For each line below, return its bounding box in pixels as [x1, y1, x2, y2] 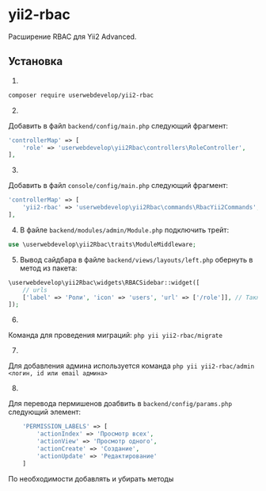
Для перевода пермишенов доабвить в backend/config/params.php [8, 399, 232, 409]
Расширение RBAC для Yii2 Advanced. [8, 32, 137, 41]
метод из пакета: [19, 263, 78, 273]
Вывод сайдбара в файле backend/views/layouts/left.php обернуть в [19, 255, 253, 264]
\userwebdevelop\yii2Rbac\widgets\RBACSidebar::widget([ [8, 278, 200, 286]
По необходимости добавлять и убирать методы [8, 474, 174, 483]
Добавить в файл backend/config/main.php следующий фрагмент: [8, 121, 228, 130]
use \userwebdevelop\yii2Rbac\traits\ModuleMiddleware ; [8, 240, 196, 248]
